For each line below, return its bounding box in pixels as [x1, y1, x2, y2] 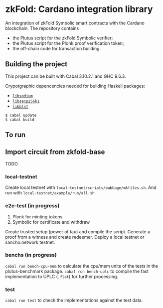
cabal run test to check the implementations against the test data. [5, 298, 143, 304]
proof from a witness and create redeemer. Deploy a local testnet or [5, 234, 145, 240]
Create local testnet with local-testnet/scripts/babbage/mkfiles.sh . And [5, 184, 157, 190]
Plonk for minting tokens [12, 213, 63, 220]
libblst [12, 104, 28, 109]
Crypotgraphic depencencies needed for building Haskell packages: [5, 83, 146, 89]
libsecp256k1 [12, 99, 40, 104]
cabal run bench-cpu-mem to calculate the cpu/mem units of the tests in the [5, 263, 159, 269]
